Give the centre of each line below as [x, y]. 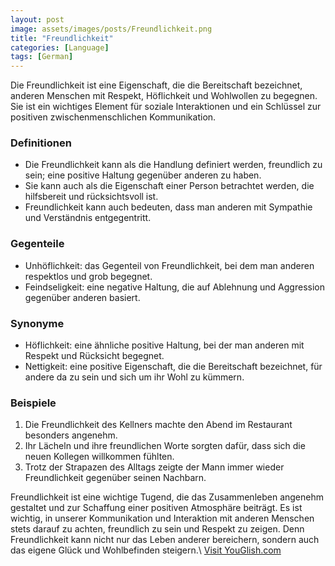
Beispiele [33, 403]
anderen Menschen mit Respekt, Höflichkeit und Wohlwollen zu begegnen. [164, 96]
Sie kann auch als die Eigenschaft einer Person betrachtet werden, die [169, 186]
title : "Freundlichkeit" [62, 38]
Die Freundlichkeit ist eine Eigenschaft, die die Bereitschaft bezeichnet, [156, 85]
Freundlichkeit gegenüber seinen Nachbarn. [115, 478]
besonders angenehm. [71, 435]
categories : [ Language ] [60, 47]
